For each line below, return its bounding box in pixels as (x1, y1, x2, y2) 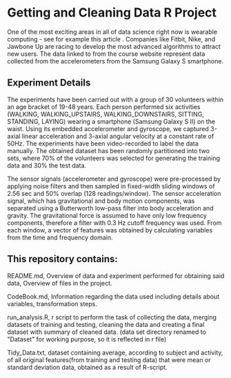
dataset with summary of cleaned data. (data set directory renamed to (7, 328, 207, 336)
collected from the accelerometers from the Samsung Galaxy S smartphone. (7, 57, 224, 65)
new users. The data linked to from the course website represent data (7, 50, 205, 58)
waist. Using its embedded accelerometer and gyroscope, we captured (7, 124, 209, 132)
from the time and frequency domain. (7, 233, 113, 241)
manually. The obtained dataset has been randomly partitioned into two (7, 146, 210, 155)
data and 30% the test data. (7, 161, 87, 170)
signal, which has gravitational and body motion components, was (7, 197, 195, 205)
